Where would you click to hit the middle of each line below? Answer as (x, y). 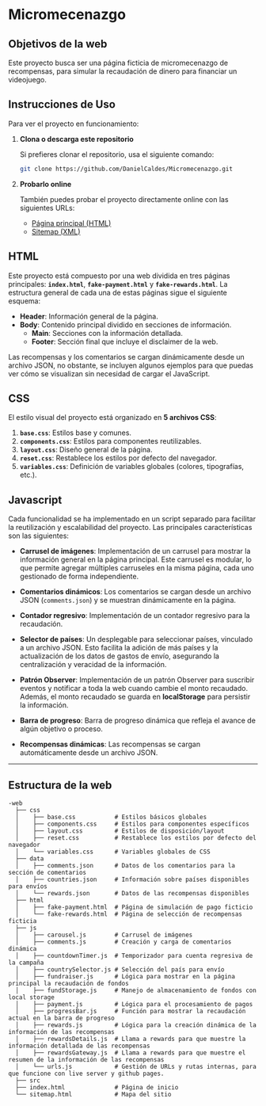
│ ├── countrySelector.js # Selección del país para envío (120, 969)
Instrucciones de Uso (62, 105)
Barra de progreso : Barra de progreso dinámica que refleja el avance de (137, 721)
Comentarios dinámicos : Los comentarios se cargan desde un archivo (135, 592)
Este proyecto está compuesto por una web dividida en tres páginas (119, 276)
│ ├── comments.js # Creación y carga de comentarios (123, 942)
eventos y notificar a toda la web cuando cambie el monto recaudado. (133, 688)
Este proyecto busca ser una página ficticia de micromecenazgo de (118, 63)
